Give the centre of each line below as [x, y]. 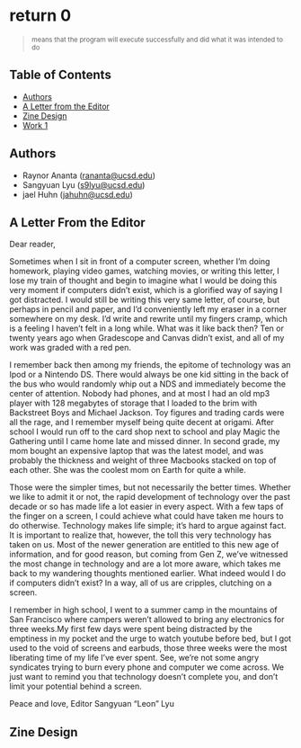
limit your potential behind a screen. [75, 686]
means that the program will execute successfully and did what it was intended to [157, 40]
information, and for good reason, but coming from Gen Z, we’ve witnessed [149, 555]
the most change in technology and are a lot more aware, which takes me [145, 564]
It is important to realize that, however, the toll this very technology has [141, 535]
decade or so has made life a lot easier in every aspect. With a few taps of [146, 507]
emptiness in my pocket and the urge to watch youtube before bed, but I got [150, 638]
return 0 [40, 16]
